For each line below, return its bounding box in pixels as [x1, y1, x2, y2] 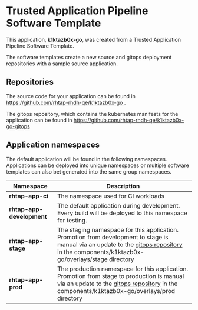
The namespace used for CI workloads [57, 192, 165, 200]
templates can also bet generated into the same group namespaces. [6, 168, 172, 175]
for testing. [57, 216, 87, 224]
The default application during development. [57, 201, 180, 209]
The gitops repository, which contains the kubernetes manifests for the [6, 110, 179, 117]
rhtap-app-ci [9, 192, 48, 200]
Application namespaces [6, 140, 100, 150]
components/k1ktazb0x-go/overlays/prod [57, 286, 176, 295]
